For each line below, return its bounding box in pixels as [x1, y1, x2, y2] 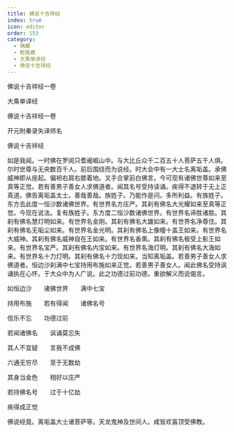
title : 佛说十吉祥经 [7, 10, 61, 17]
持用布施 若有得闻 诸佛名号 [7, 299, 105, 307]
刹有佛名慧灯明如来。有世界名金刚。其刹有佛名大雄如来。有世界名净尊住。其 [7, 217, 227, 225]
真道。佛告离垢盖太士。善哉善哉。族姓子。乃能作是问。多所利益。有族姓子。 [7, 191, 227, 199]
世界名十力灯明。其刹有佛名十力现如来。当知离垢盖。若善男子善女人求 [25, 252, 227, 260]
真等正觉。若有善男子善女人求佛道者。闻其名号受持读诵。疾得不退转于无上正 [7, 182, 227, 190]
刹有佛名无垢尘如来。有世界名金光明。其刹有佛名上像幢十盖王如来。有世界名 [7, 226, 227, 234]
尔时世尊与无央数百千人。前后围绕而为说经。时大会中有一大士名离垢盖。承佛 [7, 164, 227, 173]
